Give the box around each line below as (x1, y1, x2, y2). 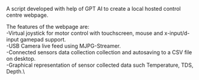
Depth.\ (6, 68, 25, 75)
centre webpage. (6, 11, 49, 19)
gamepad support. (20, 36, 66, 43)
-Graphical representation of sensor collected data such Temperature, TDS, (6, 61, 194, 69)
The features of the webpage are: (6, 23, 90, 30)
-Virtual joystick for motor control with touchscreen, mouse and (6, 29, 164, 37)
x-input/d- (164, 29, 190, 37)
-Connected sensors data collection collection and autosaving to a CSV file (6, 49, 192, 56)
